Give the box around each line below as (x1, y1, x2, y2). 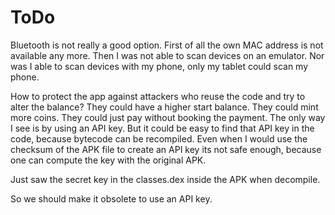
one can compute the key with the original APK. (10, 154, 207, 166)
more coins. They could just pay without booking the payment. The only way (10, 111, 326, 123)
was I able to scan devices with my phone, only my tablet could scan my (10, 60, 309, 72)
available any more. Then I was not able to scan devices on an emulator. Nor (10, 49, 325, 61)
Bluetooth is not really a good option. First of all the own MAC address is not (10, 39, 324, 51)
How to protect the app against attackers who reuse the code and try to (10, 90, 306, 102)
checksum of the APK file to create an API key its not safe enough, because (10, 143, 322, 155)
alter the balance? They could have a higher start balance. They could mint (10, 101, 319, 113)
